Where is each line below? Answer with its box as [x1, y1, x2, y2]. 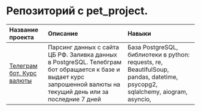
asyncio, [127, 95, 151, 103]
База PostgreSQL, [127, 43, 178, 51]
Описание [47, 29, 78, 37]
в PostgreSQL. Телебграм [47, 58, 121, 66]
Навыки [127, 29, 151, 37]
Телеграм [9, 61, 38, 69]
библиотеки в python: [127, 50, 190, 59]
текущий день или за [47, 87, 109, 96]
